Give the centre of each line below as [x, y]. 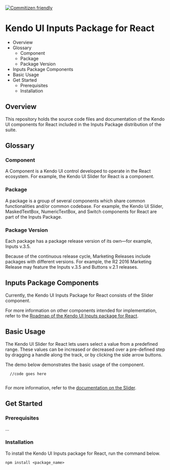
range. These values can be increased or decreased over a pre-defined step [85, 349]
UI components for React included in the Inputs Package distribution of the [83, 124]
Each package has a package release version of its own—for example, [79, 241]
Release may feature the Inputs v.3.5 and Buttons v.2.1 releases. [72, 267]
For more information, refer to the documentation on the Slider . [71, 387]
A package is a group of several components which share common [75, 201]
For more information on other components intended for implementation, [81, 310]
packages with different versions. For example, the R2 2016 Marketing [78, 262]
